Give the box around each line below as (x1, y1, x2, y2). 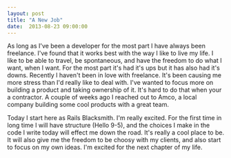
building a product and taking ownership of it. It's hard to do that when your (7, 86, 222, 94)
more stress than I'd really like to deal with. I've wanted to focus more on (7, 79, 214, 87)
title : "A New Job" (7, 17, 63, 23)
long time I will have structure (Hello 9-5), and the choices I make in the (7, 121, 210, 130)
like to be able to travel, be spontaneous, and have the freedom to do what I (7, 57, 222, 65)
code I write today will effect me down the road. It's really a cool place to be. (7, 128, 225, 137)
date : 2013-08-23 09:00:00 (7, 23, 88, 30)
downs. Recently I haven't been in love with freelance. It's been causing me (7, 71, 222, 79)
